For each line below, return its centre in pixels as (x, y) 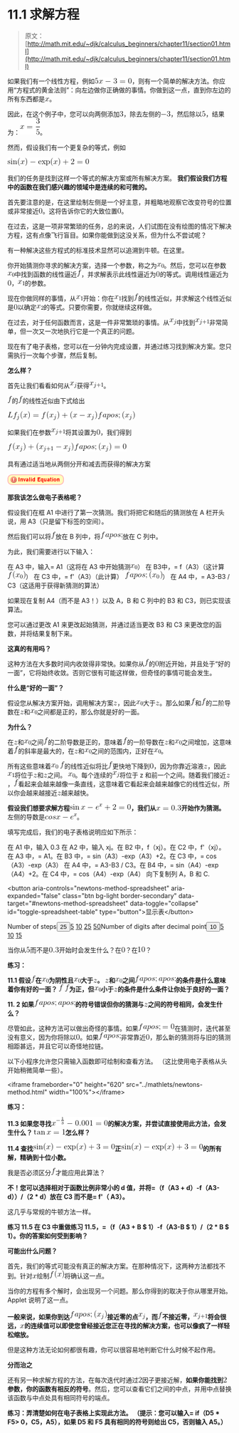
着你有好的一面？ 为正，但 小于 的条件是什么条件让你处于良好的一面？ (118, 989)
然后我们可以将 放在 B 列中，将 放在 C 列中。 (85, 536)
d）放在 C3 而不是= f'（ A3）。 (84, 1197)
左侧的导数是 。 (45, 817)
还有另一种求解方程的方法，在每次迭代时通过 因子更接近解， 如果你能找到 (115, 1380)
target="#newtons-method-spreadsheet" (68, 903)
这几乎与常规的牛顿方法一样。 (51, 1211)
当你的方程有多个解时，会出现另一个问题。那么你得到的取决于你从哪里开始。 (119, 1291)
